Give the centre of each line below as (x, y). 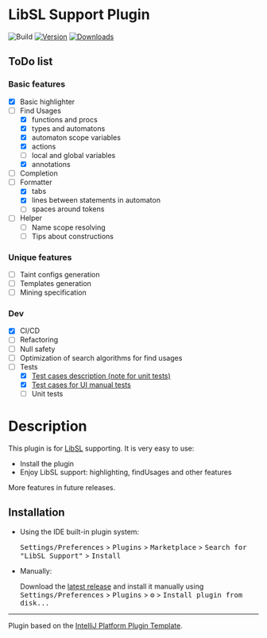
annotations (51, 164)
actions (44, 146)
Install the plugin (46, 463)
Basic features (37, 84)
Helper (31, 218)
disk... (35, 603)
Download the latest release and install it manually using (112, 586)
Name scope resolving (68, 227)
